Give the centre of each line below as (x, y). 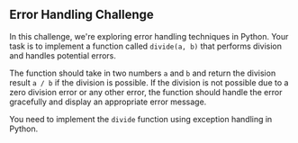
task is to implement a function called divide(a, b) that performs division (145, 46)
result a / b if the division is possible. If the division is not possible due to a (149, 82)
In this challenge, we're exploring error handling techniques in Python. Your (149, 36)
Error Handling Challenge (82, 15)
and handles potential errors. (63, 55)
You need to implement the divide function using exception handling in (141, 119)
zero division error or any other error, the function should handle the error (146, 92)
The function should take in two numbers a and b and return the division (143, 73)
